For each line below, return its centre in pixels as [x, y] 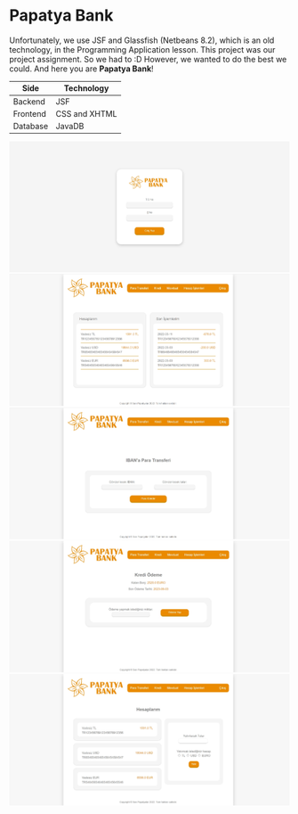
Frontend [30, 113]
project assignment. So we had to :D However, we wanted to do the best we [148, 59]
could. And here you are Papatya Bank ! [81, 69]
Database [31, 127]
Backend [29, 101]
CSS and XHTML [86, 113]
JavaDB [70, 127]
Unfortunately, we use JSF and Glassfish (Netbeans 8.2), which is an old [142, 40]
